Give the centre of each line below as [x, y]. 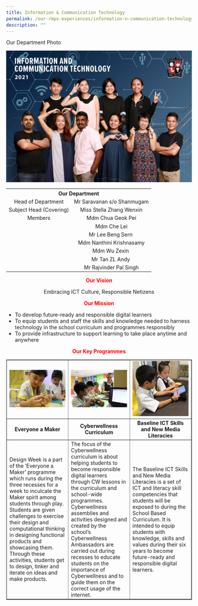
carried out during [93, 550]
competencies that [155, 494]
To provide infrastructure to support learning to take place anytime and [101, 333]
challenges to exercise [37, 516]
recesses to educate [96, 557]
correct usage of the [96, 588]
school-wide [87, 494]
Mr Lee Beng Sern [110, 234]
